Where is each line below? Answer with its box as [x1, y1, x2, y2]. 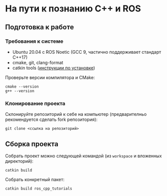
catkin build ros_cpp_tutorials [5, 186, 72, 191]
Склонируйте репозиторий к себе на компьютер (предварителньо [5, 111, 147, 117]
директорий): [5, 158, 34, 164]
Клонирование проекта [5, 100, 66, 107]
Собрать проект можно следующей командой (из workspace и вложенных [5, 153, 162, 159]
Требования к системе [5, 38, 64, 45]
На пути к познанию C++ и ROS [5, 3, 141, 14]
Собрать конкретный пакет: [5, 176, 65, 182]
